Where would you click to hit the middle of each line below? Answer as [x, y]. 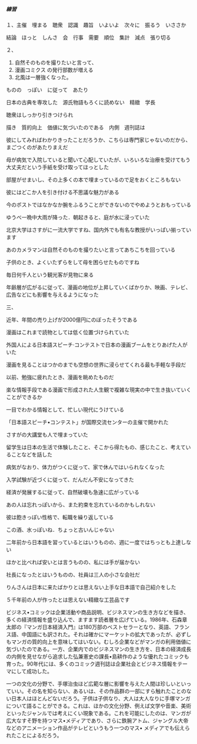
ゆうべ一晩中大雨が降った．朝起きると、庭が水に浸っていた [78, 217]
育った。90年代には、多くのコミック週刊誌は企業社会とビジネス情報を [92, 664]
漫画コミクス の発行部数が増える [54, 70]
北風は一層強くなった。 [43, 77]
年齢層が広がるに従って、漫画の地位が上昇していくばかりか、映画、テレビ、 [98, 287]
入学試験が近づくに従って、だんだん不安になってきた [70, 479]
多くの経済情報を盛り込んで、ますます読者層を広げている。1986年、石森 [94, 620]
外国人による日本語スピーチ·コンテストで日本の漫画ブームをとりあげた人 [94, 344]
